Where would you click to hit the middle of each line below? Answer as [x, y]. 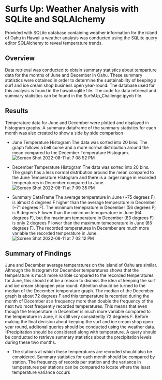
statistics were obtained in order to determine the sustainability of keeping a [81, 80]
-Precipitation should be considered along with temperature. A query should [81, 332]
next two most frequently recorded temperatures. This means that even [76, 306]
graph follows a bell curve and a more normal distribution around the [80, 147]
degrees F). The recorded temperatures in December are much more [81, 228]
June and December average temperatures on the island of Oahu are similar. [81, 265]
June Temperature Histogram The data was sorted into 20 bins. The [80, 142]
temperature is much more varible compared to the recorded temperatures [79, 275]
